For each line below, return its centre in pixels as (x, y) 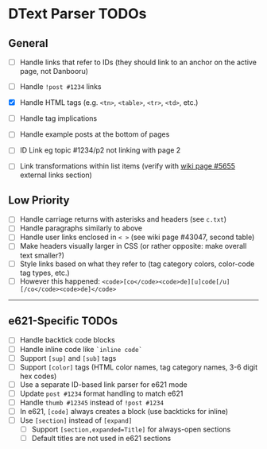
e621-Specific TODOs (63, 321)
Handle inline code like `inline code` (81, 349)
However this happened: (60, 281)
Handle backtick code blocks (67, 340)
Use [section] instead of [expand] (76, 420)
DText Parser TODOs (77, 14)
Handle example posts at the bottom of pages (95, 134)
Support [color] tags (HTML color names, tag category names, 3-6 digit (139, 367)
